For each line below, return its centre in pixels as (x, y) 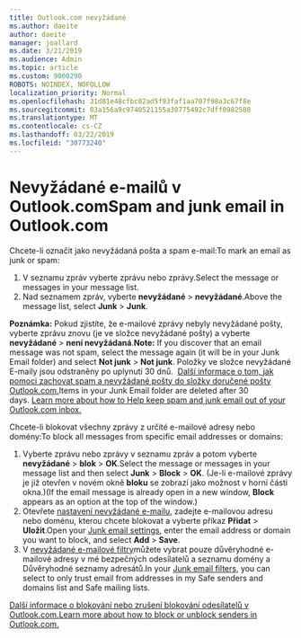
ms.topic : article (44, 68)
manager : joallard (44, 43)
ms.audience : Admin (46, 59)
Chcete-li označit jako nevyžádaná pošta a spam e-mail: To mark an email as (150, 250)
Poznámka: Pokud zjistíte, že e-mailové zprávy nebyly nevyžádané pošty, (146, 323)
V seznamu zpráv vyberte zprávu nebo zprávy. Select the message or (150, 277)
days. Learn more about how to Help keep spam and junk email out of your (147, 400)
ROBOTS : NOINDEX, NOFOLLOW (60, 84)
